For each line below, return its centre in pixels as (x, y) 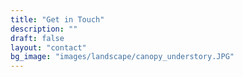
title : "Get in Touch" (57, 19)
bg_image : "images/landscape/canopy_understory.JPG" (122, 57)
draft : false (37, 38)
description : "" (44, 29)
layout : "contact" (48, 47)
